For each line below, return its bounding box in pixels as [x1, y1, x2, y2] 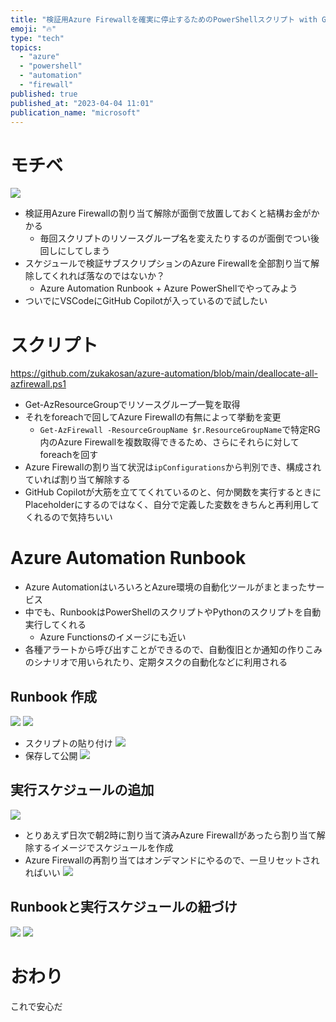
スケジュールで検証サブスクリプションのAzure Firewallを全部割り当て [24, 257, 312, 270]
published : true [10, 89, 78, 99]
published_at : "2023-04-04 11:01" [10, 98, 155, 108]
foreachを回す [39, 449, 99, 461]
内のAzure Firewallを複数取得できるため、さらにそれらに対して [39, 436, 300, 448]
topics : [10, 42, 43, 53]
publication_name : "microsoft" [10, 107, 141, 118]
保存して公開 [24, 750, 78, 761]
